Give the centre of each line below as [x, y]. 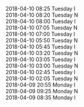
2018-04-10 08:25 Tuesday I [41, 9]
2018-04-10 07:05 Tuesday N [42, 27]
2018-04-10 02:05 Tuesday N [42, 78]
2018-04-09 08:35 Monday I [41, 97]
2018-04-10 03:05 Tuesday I [41, 59]
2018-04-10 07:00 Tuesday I [41, 34]
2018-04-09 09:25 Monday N [42, 91]
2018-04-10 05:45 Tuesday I [41, 47]
